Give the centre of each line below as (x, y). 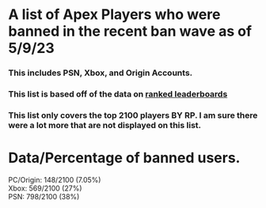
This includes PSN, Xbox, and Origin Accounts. (101, 73)
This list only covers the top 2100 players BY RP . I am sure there (133, 115)
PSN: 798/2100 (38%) (44, 196)
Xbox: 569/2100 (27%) (45, 188)
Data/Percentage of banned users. (124, 158)
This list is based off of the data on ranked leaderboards (118, 94)
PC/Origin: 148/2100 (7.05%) (55, 180)
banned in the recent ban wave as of (130, 31)
